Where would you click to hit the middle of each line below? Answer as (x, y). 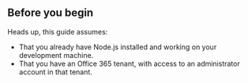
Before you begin (51, 13)
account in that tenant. (55, 72)
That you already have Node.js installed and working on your (118, 47)
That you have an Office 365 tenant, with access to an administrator (129, 63)
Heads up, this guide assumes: (58, 31)
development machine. (56, 55)
